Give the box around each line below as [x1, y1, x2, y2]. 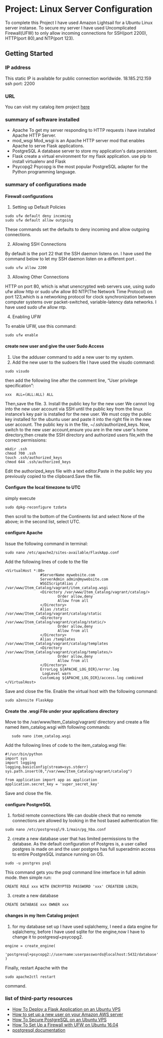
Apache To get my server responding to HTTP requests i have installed [12, 127, 155, 133]
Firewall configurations [5, 193, 53, 199]
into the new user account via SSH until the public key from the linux [5, 406, 143, 412]
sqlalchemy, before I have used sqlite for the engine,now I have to [12, 929, 145, 935]
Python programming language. [12, 169, 76, 175]
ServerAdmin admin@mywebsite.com [40, 577, 109, 582]
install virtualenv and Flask [12, 158, 66, 165]
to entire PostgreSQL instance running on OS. [12, 851, 104, 857]
